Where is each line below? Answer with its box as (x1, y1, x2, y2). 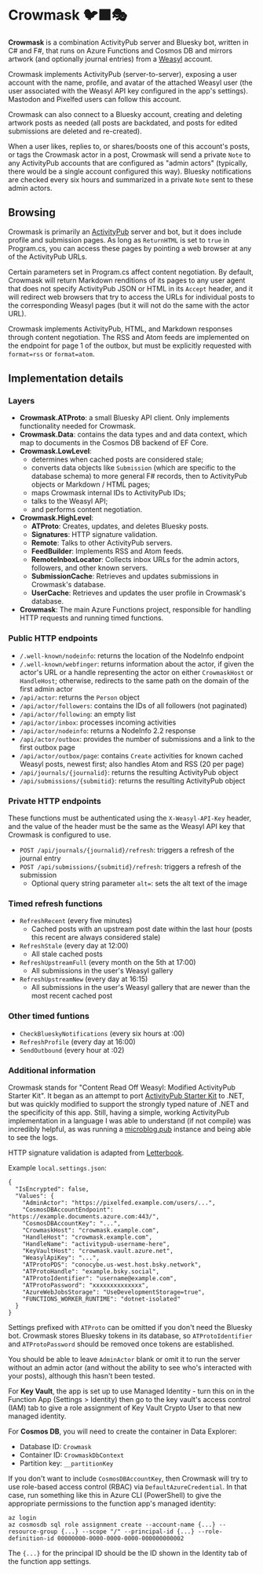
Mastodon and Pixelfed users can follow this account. (8, 94, 182, 104)
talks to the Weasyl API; (31, 496, 108, 506)
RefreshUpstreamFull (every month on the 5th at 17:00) (19, 958, 196, 967)
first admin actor (19, 684, 73, 693)
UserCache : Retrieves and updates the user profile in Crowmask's (31, 588, 246, 597)
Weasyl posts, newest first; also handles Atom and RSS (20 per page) (19, 759, 245, 769)
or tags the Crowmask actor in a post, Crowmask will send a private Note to (8, 150, 251, 159)
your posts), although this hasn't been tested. (8, 1371, 155, 1380)
